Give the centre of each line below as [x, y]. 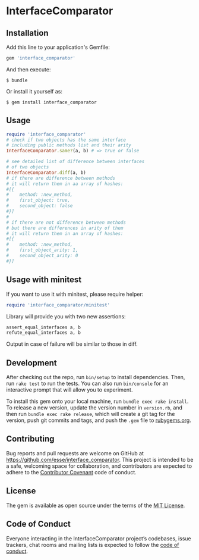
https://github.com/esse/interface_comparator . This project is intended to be [100, 459]
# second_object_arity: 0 [42, 256]
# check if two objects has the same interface [66, 140]
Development [32, 363]
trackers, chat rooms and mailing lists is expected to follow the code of [93, 545]
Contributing [30, 439]
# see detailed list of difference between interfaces [75, 162]
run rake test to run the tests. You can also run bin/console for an [87, 384]
